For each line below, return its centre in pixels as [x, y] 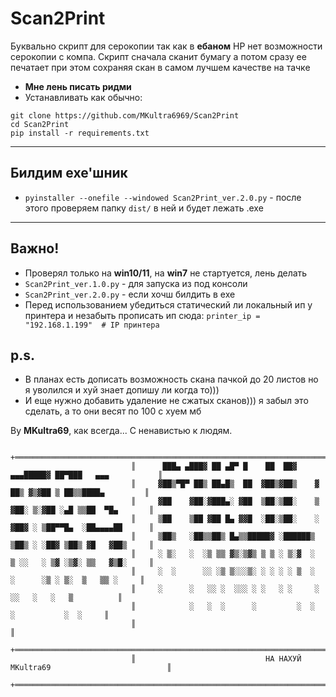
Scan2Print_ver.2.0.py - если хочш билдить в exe [130, 294]
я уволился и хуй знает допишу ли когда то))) [122, 390]
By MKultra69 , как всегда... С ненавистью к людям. [121, 431]
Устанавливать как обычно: [83, 97]
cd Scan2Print [40, 124]
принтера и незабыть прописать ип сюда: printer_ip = [142, 315]
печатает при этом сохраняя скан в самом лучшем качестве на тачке [160, 67]
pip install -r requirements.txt [80, 133]
